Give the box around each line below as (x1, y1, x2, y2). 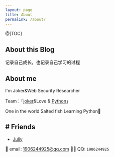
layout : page (5, 7, 33, 13)
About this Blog (5, 45, 55, 54)
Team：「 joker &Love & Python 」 (5, 98, 71, 104)
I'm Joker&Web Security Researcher (5, 88, 80, 93)
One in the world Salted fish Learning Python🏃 (5, 108, 101, 114)
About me (5, 74, 37, 83)
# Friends (5, 123, 36, 131)
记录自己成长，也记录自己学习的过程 (5, 59, 80, 66)
